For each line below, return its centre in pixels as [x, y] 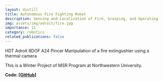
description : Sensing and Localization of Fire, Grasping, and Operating [82, 19]
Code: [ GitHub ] [21, 75]
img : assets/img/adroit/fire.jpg [39, 23]
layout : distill [21, 10]
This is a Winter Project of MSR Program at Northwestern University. [74, 65]
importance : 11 [20, 28]
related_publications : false [35, 37]
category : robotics [25, 32]
